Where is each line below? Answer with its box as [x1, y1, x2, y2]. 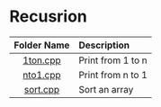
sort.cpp [23, 83, 60, 95]
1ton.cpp [22, 54, 61, 67]
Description [78, 39, 130, 51]
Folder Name [13, 39, 70, 51]
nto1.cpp [22, 68, 61, 81]
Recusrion [9, 6, 88, 27]
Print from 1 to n [78, 54, 148, 67]
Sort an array [78, 83, 134, 95]
